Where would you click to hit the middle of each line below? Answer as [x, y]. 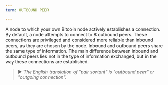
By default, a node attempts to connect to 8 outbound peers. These [76, 34]
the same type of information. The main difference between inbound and [82, 51]
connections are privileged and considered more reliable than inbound [79, 40]
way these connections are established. [47, 61]
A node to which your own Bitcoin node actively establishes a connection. [83, 29]
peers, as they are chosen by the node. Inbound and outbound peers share [84, 45]
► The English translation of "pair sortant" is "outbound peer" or [86, 72]
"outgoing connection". [42, 77]
